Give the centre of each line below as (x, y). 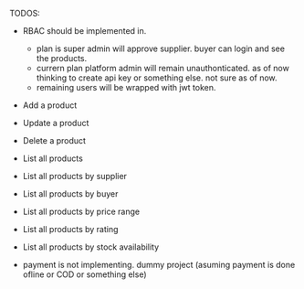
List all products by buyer (70, 194)
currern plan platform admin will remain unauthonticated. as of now (162, 68)
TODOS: (25, 13)
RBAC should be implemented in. (84, 31)
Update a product (56, 123)
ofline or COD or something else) (85, 274)
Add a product (50, 105)
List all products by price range (81, 211)
